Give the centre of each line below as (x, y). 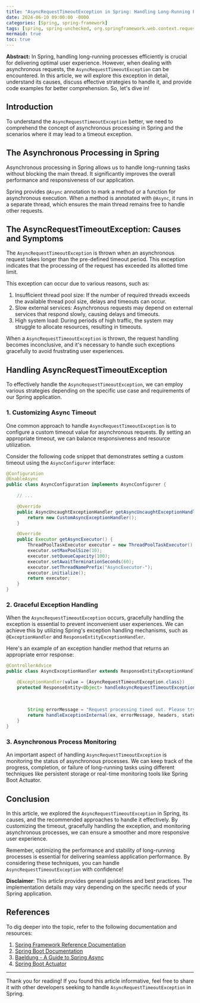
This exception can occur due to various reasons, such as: (78, 284)
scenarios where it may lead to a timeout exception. (69, 134)
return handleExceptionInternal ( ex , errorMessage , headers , (104, 715)
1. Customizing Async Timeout (51, 413)
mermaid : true (24, 34)
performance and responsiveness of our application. (71, 180)
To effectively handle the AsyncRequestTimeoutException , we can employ (95, 384)
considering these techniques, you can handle (63, 863)
